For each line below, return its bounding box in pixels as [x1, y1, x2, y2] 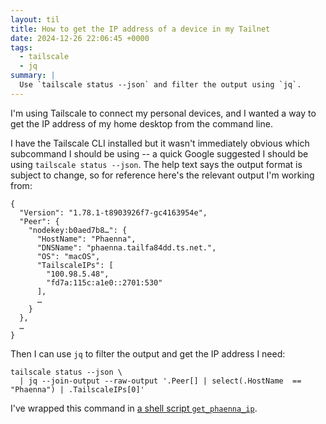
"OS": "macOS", [36, 251, 101, 261]
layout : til [10, 14, 60, 25]
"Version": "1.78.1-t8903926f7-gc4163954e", [19, 207, 208, 218]
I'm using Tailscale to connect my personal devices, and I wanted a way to [10, 107, 317, 119]
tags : [10, 42, 33, 53]
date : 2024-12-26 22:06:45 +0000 [10, 33, 150, 43]
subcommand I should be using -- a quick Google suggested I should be [10, 147, 309, 160]
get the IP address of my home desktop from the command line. [10, 117, 273, 130]
